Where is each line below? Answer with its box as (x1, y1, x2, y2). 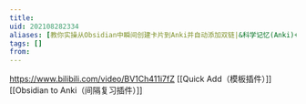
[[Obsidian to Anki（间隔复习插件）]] (9, 85, 143, 96)
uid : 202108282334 (9, 22, 79, 31)
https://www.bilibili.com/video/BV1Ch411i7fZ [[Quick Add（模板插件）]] (9, 74, 272, 85)
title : (9, 13, 35, 23)
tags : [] (9, 38, 43, 48)
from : (9, 47, 30, 57)
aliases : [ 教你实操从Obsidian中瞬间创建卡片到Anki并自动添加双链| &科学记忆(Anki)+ (9, 30, 299, 39)
